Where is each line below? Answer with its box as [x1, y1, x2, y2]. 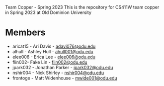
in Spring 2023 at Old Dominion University [5, 9, 92, 15]
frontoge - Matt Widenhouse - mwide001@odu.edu [12, 75, 118, 81]
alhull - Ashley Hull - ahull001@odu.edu [12, 48, 93, 54]
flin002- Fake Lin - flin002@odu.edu [12, 59, 88, 65]
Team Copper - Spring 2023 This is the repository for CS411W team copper [5, 4, 160, 10]
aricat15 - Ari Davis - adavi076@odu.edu [12, 43, 96, 49]
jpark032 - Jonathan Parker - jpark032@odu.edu [12, 64, 113, 70]
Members [5, 27, 46, 38]
